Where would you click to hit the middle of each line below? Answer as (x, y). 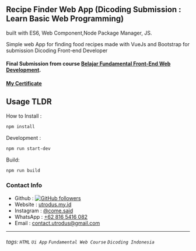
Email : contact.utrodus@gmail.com (57, 223)
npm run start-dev (28, 149)
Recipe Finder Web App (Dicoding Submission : (94, 10)
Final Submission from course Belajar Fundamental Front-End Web (88, 64)
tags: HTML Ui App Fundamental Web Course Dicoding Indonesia (80, 242)
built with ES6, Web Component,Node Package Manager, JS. (79, 33)
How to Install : (24, 116)
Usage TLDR (29, 102)
